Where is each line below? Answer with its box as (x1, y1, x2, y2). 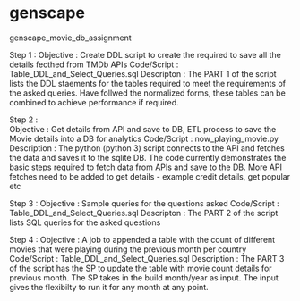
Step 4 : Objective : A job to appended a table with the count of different (9, 234, 276, 245)
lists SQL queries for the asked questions (9, 217, 161, 228)
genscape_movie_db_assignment (9, 32, 132, 43)
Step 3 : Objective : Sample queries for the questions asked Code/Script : (9, 197, 279, 208)
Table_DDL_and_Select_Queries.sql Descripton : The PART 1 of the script (9, 68, 277, 79)
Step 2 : (9, 114, 39, 125)
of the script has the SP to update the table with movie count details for (9, 263, 272, 273)
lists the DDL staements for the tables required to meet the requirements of (9, 78, 287, 88)
